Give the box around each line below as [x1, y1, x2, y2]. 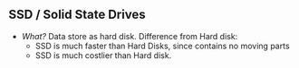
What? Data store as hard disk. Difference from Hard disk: [21, 30, 238, 41]
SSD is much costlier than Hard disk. [34, 49, 172, 61]
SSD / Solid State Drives [8, 7, 146, 22]
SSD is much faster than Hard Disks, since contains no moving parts [34, 40, 291, 51]
